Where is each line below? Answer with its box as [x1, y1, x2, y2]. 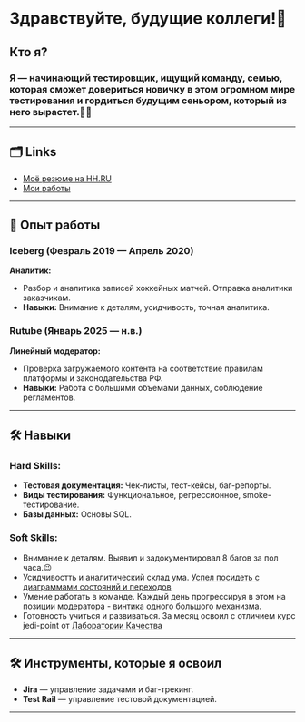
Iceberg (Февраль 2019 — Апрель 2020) [9, 245, 194, 257]
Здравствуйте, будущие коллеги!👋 [9, 8, 288, 29]
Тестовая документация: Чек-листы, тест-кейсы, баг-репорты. [22, 480, 271, 491]
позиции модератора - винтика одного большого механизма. [22, 600, 261, 611]
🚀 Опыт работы [9, 218, 101, 233]
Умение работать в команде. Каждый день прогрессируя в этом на [22, 590, 286, 601]
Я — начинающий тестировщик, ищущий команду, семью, [9, 72, 283, 84]
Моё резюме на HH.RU [22, 172, 112, 184]
